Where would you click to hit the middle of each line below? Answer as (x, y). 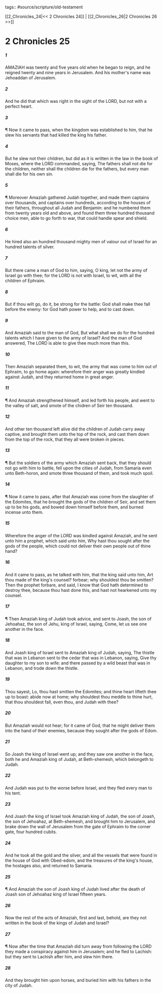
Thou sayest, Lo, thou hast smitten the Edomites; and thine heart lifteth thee (81, 691)
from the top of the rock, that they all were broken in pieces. (65, 439)
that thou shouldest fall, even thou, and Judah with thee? (62, 702)
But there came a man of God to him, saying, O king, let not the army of (76, 270)
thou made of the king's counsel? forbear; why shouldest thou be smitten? (79, 580)
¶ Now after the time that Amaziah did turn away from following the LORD (78, 946)
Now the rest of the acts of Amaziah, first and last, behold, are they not (76, 918)
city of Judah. (19, 985)
